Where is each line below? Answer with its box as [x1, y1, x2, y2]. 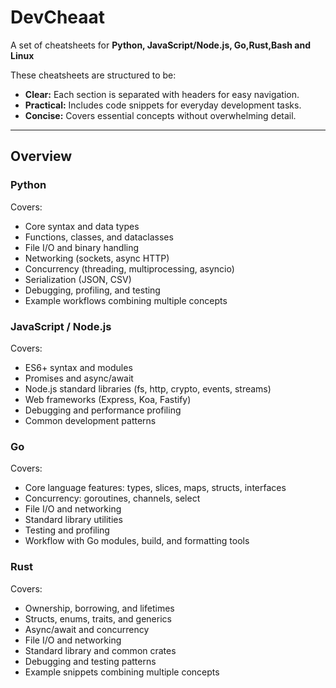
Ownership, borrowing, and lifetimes [24, 602, 175, 614]
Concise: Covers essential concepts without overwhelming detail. [24, 109, 297, 121]
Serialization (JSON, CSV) [24, 273, 132, 285]
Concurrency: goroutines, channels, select [24, 492, 201, 505]
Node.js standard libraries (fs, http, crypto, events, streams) [24, 382, 272, 395]
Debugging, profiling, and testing [24, 284, 161, 296]
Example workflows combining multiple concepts [24, 294, 228, 306]
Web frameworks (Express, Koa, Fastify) [24, 393, 192, 405]
